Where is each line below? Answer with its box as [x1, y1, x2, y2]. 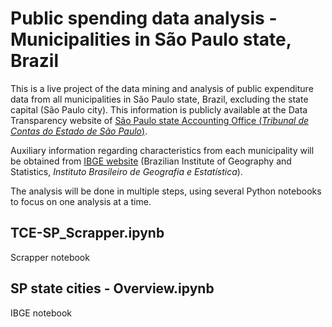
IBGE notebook [10, 307, 73, 319]
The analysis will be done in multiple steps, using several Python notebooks [10, 185, 322, 197]
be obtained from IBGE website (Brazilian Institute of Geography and [10, 155, 292, 167]
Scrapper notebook [10, 251, 90, 263]
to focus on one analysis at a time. [10, 195, 152, 207]
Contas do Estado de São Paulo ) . [10, 125, 148, 137]
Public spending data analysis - [10, 7, 278, 30]
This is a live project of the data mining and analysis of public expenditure [10, 82, 314, 94]
